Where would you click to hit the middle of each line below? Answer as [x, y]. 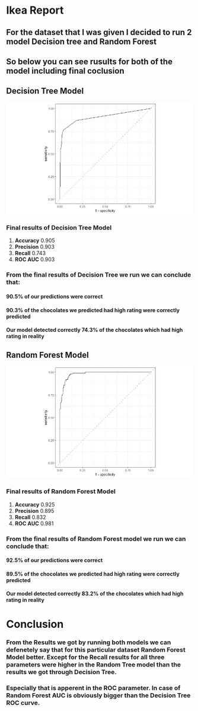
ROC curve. [23, 703]
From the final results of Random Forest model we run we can [96, 539]
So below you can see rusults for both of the [90, 61]
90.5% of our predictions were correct [55, 296]
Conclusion [35, 624]
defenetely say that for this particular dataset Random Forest [96, 650]
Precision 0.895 [34, 510]
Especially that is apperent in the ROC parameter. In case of [93, 688]
